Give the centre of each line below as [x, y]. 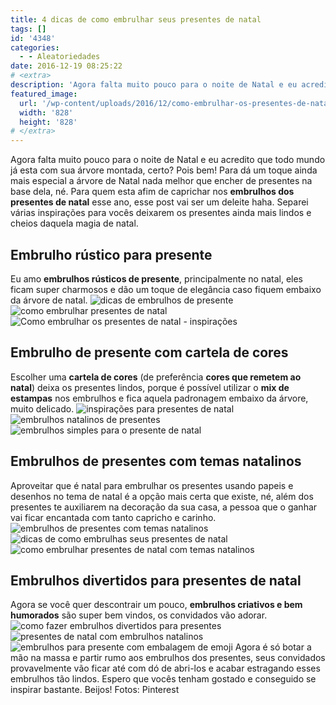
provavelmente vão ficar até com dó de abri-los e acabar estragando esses [165, 668]
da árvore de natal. [49, 300]
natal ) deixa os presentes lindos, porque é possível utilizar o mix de [150, 387]
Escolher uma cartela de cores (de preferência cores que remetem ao [156, 377]
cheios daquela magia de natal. [74, 223]
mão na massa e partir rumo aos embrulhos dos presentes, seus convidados [168, 658]
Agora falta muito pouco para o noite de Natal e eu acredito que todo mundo [168, 160]
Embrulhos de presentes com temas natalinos [156, 461]
